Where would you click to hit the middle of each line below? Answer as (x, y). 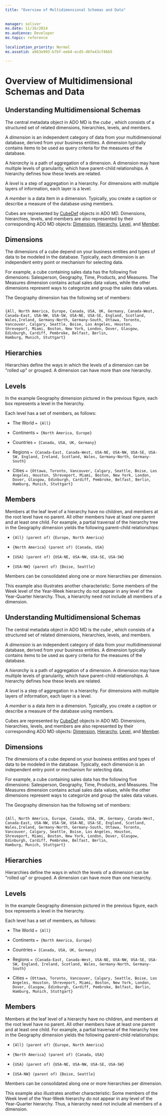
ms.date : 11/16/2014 (27, 29)
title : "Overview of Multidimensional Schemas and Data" (66, 10)
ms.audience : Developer (30, 33)
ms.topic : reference (27, 38)
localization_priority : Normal (38, 47)
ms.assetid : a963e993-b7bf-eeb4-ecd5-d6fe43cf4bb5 (59, 52)
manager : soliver (23, 24)
